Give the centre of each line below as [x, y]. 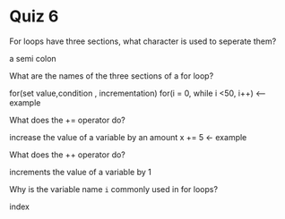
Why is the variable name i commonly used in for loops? [113, 189]
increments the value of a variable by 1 [81, 172]
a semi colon [33, 58]
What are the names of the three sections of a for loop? [112, 76]
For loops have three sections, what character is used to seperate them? [143, 41]
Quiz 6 [34, 17]
